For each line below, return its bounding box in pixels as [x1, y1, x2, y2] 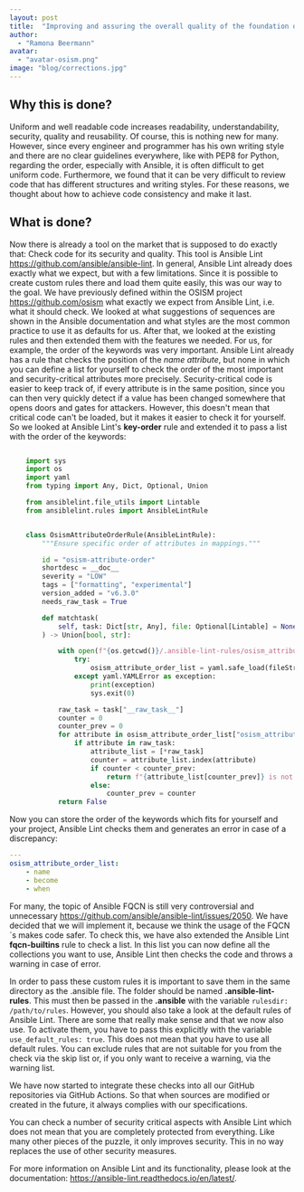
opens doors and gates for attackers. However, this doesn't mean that [9, 402, 270, 412]
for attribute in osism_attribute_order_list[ [57, 730, 237, 740]
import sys [25, 456, 67, 466]
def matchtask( [42, 613, 100, 622]
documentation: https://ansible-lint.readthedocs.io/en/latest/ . [9, 1172, 237, 1183]
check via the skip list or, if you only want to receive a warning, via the [9, 1053, 271, 1064]
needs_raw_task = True [42, 597, 128, 606]
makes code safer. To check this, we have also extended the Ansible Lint [17, 929, 290, 941]
